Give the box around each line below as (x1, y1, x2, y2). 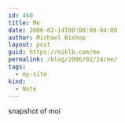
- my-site (15, 70, 47, 78)
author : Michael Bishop (8, 33, 86, 42)
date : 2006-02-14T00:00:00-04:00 (8, 26, 118, 34)
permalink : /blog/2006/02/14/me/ (8, 56, 118, 64)
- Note (15, 84, 37, 93)
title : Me (8, 19, 41, 27)
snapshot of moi (8, 106, 61, 116)
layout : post (8, 41, 51, 49)
